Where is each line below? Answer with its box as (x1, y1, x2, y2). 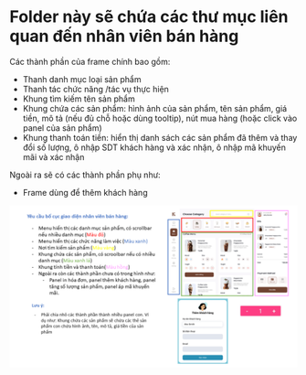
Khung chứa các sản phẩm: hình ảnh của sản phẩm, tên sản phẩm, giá (22, 102, 288, 113)
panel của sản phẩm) (22, 122, 102, 134)
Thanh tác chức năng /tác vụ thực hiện (22, 83, 169, 94)
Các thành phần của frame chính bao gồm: (9, 56, 171, 67)
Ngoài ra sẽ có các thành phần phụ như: (9, 169, 162, 180)
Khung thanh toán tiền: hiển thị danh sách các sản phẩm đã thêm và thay (22, 132, 298, 143)
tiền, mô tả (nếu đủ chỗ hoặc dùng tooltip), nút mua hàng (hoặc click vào (22, 112, 298, 123)
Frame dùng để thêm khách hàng (22, 187, 148, 198)
